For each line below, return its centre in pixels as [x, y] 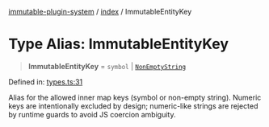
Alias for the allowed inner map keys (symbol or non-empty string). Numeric [135, 97]
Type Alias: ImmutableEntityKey [118, 44]
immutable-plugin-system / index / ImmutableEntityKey [100, 12]
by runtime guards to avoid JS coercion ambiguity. [92, 114]
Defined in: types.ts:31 [46, 82]
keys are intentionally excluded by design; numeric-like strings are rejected [133, 106]
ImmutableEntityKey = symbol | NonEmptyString [107, 66]
